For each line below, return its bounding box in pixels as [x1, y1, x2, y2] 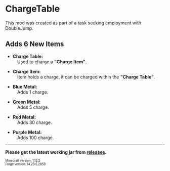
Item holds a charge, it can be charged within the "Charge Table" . [17, 74, 155, 80]
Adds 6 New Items [5, 40, 64, 49]
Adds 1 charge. [17, 89, 49, 95]
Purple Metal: [12, 129, 42, 135]
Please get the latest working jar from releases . [5, 149, 107, 155]
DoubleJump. [5, 25, 34, 31]
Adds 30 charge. [17, 119, 52, 125]
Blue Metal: [12, 83, 37, 90]
